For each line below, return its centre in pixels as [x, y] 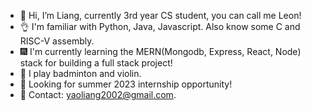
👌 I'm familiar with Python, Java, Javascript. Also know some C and [160, 26]
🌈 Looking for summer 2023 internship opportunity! [126, 84]
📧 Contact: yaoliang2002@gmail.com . [98, 94]
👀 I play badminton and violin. [80, 73]
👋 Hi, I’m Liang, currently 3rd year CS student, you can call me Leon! [160, 15]
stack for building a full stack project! [96, 63]
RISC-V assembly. [57, 41]
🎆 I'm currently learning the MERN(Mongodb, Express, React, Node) [160, 51]
